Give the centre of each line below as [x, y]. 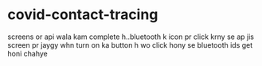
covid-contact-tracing [83, 15]
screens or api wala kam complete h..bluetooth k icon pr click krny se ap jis [131, 37]
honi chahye [28, 53]
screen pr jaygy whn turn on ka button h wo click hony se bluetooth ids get [130, 45]
